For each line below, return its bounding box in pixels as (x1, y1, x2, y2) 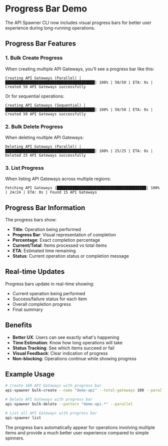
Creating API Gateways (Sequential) (5, 103, 81, 108)
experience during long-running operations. (5, 25, 95, 31)
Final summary (12, 306, 43, 312)
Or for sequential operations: (5, 93, 64, 99)
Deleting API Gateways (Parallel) (5, 144, 77, 149)
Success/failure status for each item (12, 296, 87, 302)
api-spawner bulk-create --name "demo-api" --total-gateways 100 (5, 388, 144, 393)
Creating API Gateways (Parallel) (5, 76, 77, 81)
